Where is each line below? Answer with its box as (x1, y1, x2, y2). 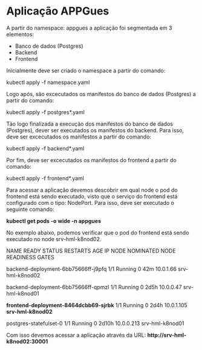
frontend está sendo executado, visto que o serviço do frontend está (6, 192, 178, 200)
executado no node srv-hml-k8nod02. (6, 235, 102, 242)
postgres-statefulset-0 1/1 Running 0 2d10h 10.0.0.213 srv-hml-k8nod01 (6, 319, 184, 327)
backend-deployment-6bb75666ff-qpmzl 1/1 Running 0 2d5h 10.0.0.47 (6, 283, 183, 291)
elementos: (6, 30, 34, 37)
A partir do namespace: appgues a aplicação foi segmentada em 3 (6, 24, 172, 31)
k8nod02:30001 (6, 337, 48, 345)
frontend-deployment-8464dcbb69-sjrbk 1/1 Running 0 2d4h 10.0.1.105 (6, 301, 187, 309)
